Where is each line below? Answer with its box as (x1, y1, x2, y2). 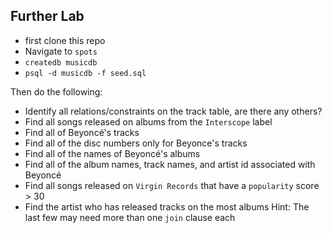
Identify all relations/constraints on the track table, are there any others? (24, 105, 323, 117)
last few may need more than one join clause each (24, 211, 236, 223)
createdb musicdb (24, 57, 98, 68)
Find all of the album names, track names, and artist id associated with (24, 158, 316, 170)
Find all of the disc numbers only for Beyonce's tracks (24, 137, 248, 149)
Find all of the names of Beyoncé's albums (24, 147, 201, 159)
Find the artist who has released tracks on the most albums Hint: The (24, 200, 310, 213)
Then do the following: (10, 85, 103, 98)
